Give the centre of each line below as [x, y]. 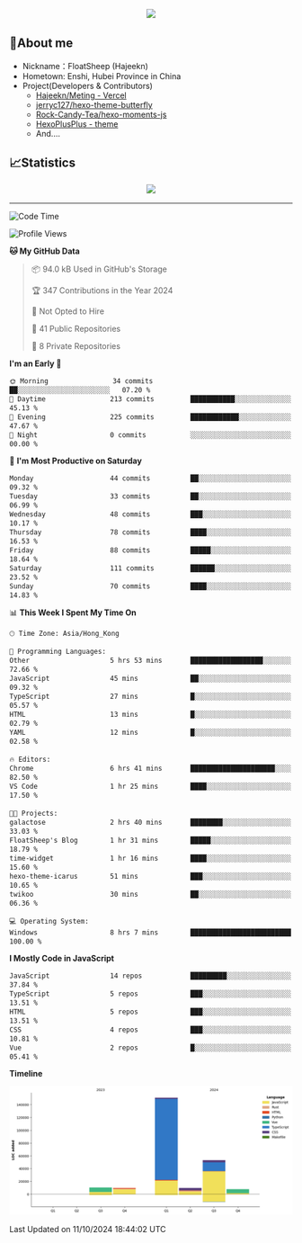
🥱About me [41, 44]
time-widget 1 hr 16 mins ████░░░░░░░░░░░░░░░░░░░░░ [151, 858]
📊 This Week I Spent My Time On [73, 613]
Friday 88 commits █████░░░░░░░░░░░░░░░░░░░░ [151, 550]
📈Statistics [43, 163]
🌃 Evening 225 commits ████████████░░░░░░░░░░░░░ [151, 417]
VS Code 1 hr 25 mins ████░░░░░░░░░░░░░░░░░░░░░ [151, 786]
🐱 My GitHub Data [45, 251]
